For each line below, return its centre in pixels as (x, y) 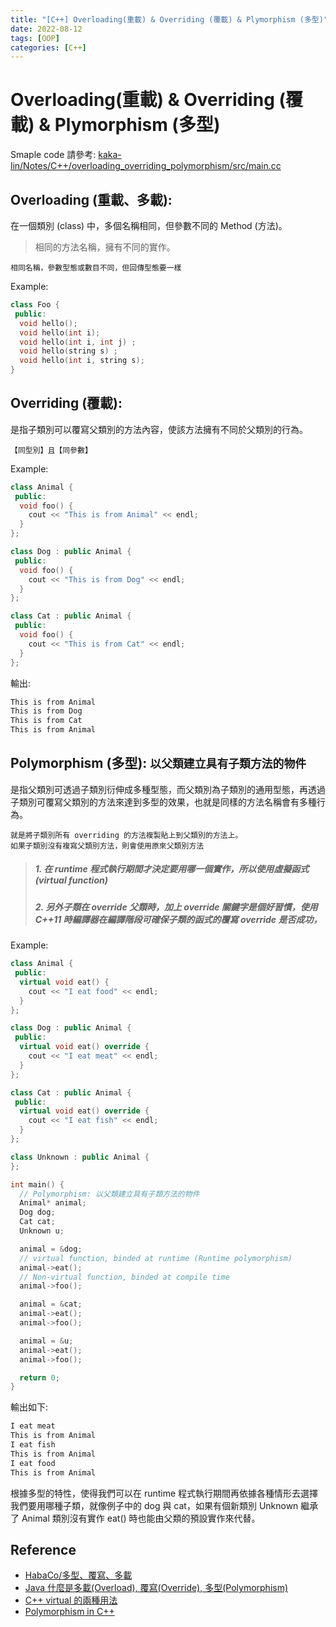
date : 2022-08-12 (46, 29)
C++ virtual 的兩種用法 (71, 1600)
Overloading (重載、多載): (91, 199)
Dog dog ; (37, 1212)
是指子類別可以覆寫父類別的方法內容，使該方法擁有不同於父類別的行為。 (159, 429)
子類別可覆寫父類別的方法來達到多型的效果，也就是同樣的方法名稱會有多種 (163, 802)
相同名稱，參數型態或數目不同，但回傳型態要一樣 (96, 268)
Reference (43, 1549)
